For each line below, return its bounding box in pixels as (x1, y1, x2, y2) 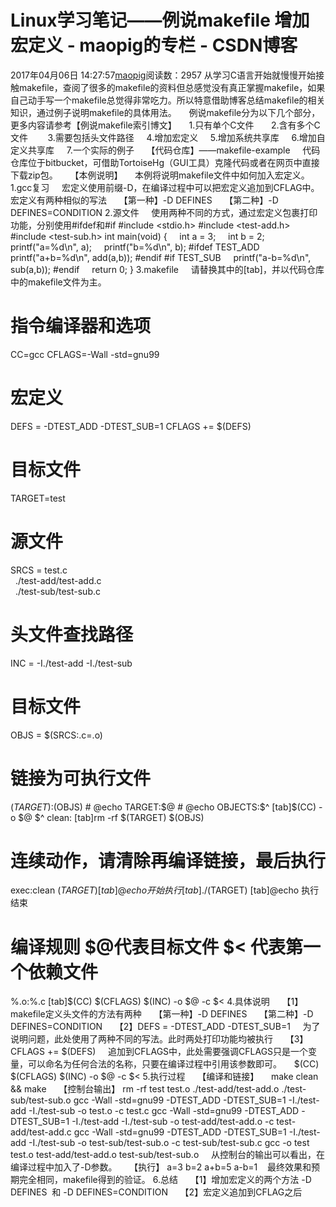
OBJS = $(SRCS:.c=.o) (10, 729, 103, 741)
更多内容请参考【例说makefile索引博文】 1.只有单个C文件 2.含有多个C (10, 119, 321, 131)
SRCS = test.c (10, 564, 68, 576)
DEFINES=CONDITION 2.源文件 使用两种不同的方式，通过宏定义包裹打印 (10, 206, 318, 218)
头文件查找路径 (10, 623, 134, 646)
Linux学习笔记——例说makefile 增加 (10, 9, 310, 32)
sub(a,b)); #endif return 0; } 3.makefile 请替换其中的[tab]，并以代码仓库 (10, 263, 325, 275)
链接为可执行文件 (10, 767, 152, 790)
